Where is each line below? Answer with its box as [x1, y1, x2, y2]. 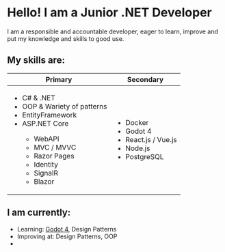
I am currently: [7, 207, 71, 219]
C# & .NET [22, 93, 56, 102]
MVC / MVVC [34, 142, 77, 152]
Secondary [127, 74, 164, 84]
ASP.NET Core [22, 118, 69, 128]
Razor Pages [34, 151, 75, 160]
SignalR [34, 168, 58, 178]
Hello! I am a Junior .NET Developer [7, 5, 212, 20]
